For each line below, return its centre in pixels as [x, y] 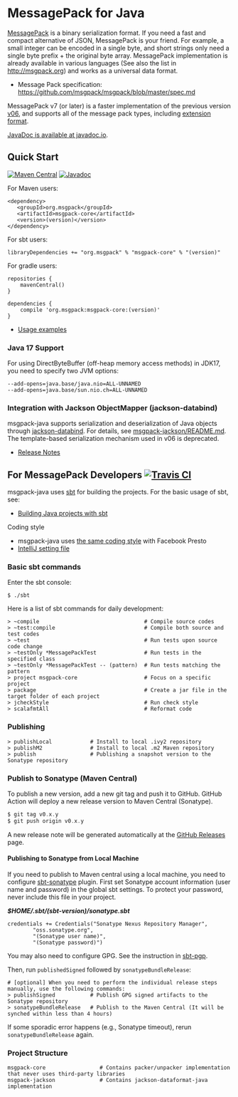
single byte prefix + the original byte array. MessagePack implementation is [118, 56]
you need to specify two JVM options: [63, 371]
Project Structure [38, 1053]
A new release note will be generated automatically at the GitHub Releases [117, 834]
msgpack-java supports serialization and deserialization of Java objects [113, 423]
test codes [23, 634]
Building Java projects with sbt [63, 514]
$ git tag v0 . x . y [33, 815]
